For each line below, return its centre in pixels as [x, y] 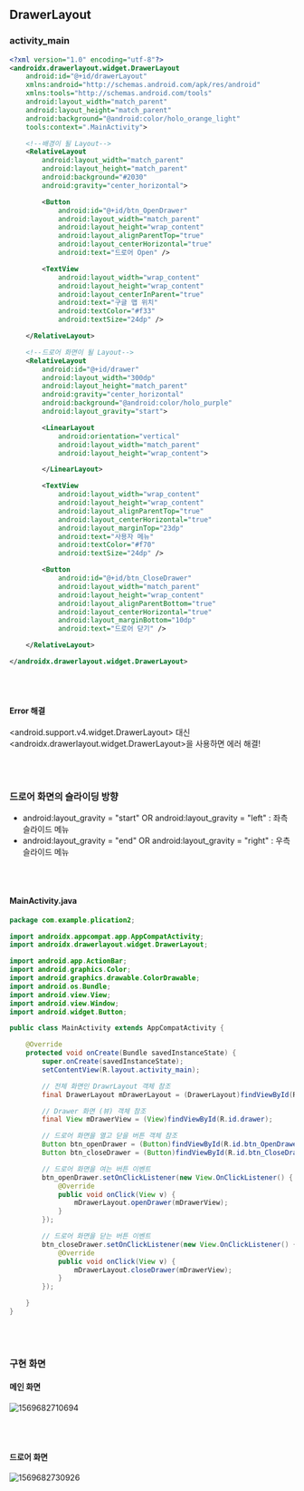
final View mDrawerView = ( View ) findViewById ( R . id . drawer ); [157, 1120]
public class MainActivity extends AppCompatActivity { [117, 1028]
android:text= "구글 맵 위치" [108, 303]
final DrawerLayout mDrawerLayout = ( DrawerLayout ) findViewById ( [168, 1094]
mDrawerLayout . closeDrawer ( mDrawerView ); [153, 1270]
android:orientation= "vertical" [119, 436]
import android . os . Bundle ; [60, 986]
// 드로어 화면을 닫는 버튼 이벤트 [96, 1236]
